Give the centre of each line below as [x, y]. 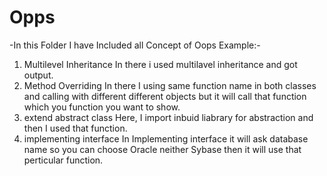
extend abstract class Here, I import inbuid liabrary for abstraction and [168, 117]
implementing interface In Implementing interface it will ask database [166, 138]
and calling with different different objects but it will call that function [165, 96]
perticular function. [63, 160]
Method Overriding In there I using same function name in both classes [170, 85]
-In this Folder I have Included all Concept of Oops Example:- [135, 45]
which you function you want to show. [102, 107]
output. [38, 75]
